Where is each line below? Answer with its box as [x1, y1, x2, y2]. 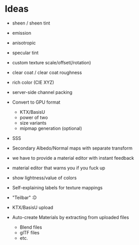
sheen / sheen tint [12, 20, 50, 26]
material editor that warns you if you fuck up [12, 164, 105, 171]
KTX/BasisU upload [12, 204, 53, 210]
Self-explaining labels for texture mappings [12, 184, 103, 190]
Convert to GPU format [12, 99, 61, 105]
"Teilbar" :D [12, 194, 37, 201]
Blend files [19, 224, 42, 230]
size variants [19, 119, 47, 126]
